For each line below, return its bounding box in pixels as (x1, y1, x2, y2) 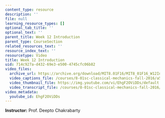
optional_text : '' (5, 30, 43, 35)
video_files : (5, 67, 32, 72)
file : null (5, 16, 27, 21)
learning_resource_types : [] (5, 21, 65, 26)
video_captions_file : (9, 76, 54, 81)
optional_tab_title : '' (5, 26, 54, 30)
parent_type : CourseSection (5, 39, 63, 44)
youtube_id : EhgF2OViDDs (9, 94, 60, 99)
